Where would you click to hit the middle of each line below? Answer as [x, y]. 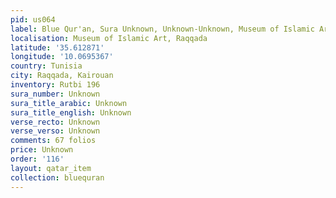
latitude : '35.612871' [57, 47]
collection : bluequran [57, 177]
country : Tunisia [46, 66]
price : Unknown [42, 150]
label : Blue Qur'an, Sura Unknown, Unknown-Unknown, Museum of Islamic [162, 29]
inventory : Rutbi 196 [55, 85]
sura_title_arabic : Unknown [69, 103]
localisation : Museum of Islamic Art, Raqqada [109, 38]
